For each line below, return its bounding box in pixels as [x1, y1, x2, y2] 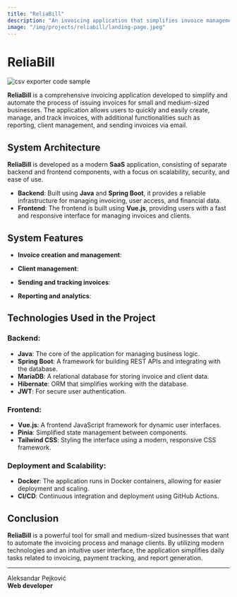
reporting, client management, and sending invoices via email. [7, 121, 188, 129]
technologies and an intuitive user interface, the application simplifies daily [7, 546, 224, 555]
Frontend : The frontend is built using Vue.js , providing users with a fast [17, 204, 227, 213]
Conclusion [7, 512, 59, 524]
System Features [7, 232, 83, 244]
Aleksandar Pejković [7, 574, 67, 583]
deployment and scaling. [17, 485, 90, 493]
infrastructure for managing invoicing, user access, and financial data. [17, 196, 221, 205]
